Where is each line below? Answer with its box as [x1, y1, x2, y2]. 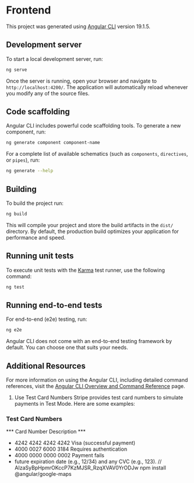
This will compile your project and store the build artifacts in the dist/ [6, 221, 174, 228]
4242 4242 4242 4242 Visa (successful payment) [14, 440, 136, 447]
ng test [6, 284, 25, 290]
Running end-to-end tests [6, 300, 103, 310]
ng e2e [6, 327, 22, 333]
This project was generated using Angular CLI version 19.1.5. [6, 23, 150, 30]
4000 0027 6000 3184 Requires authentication [14, 446, 128, 453]
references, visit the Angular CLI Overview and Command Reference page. [6, 383, 185, 390]
